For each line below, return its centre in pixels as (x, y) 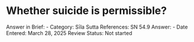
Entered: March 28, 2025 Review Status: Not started (69, 33)
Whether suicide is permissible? (86, 11)
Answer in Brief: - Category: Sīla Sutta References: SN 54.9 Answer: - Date (97, 27)
